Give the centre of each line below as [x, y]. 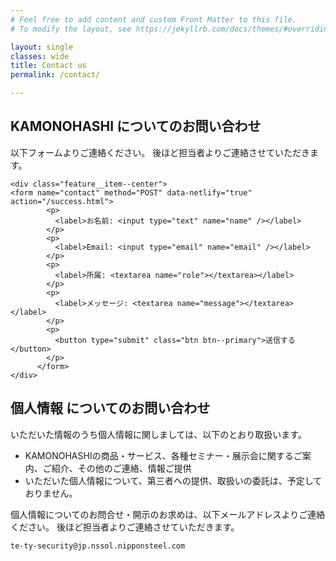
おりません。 [51, 493]
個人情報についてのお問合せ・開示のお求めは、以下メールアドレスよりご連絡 [168, 514]
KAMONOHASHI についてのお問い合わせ [136, 126]
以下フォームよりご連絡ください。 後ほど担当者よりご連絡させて [142, 152]
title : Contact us [48, 66]
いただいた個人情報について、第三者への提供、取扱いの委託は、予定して [173, 480]
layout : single [42, 47]
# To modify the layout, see [71, 29]
